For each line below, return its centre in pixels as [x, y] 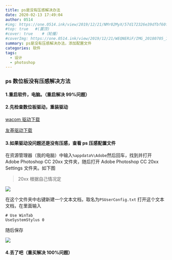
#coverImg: [17, 39]
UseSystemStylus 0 [25, 220]
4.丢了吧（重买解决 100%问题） [39, 252]
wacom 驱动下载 [23, 119]
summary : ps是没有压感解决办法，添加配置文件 [49, 44]
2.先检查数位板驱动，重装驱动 [37, 107]
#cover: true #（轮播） [33, 34]
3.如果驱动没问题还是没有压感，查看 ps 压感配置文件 [61, 143]
